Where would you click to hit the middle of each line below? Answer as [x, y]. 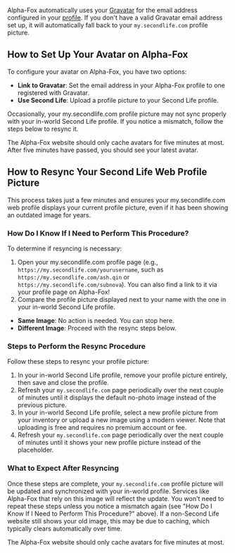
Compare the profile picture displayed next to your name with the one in [122, 299]
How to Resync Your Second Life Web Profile [107, 172]
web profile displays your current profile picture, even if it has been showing [118, 208]
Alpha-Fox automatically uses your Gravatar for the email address [103, 10]
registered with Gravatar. [53, 93]
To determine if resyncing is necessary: [64, 248]
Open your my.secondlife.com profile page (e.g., [88, 262]
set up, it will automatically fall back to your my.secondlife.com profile [108, 25]
